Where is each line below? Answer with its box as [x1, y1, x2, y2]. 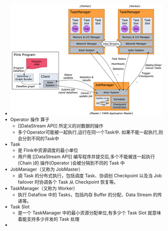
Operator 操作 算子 [10, 116, 50, 123]
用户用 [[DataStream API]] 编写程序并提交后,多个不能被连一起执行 [17, 154, 155, 160]
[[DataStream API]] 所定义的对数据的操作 [17, 123, 103, 129]
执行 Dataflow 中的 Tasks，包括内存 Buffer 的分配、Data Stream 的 [17, 192, 158, 198]
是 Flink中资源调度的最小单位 [17, 147, 78, 153]
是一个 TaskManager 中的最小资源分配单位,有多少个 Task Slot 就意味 [17, 210, 161, 216]
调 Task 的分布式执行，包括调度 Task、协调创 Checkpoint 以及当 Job [17, 173, 162, 179]
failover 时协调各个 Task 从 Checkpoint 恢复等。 [17, 179, 119, 185]
